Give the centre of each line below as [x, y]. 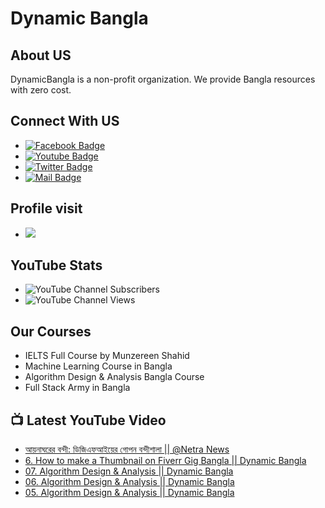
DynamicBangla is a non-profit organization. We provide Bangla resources [163, 79]
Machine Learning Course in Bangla [98, 366]
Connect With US [65, 121]
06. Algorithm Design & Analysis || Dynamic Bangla [129, 482]
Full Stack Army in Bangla [77, 388]
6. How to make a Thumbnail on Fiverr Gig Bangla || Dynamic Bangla [165, 461]
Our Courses [51, 331]
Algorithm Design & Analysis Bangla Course [114, 377]
